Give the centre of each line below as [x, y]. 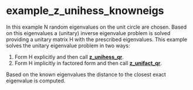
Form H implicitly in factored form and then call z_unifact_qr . [88, 63]
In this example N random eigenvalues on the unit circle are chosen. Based [97, 27]
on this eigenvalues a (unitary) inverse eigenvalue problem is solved [88, 33]
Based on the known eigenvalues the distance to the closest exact [86, 74]
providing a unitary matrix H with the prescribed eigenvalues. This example [97, 39]
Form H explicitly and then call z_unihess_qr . [69, 57]
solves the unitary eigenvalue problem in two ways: [68, 46]
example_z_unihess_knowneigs [85, 11]
